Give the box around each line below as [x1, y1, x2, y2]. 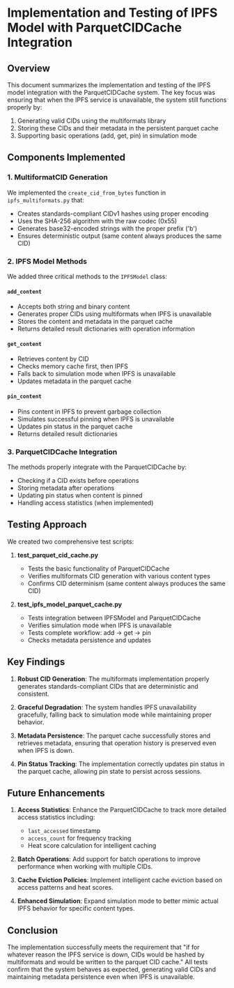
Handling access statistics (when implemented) [17, 498, 154, 507]
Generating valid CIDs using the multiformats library [17, 117, 166, 125]
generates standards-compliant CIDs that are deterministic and [17, 682, 198, 690]
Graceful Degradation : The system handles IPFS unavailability [17, 703, 197, 711]
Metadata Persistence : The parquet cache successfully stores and [17, 731, 211, 740]
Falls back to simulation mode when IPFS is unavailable [17, 370, 176, 378]
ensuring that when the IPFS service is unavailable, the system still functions [7, 96, 227, 104]
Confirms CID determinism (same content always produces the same [27, 579, 226, 587]
